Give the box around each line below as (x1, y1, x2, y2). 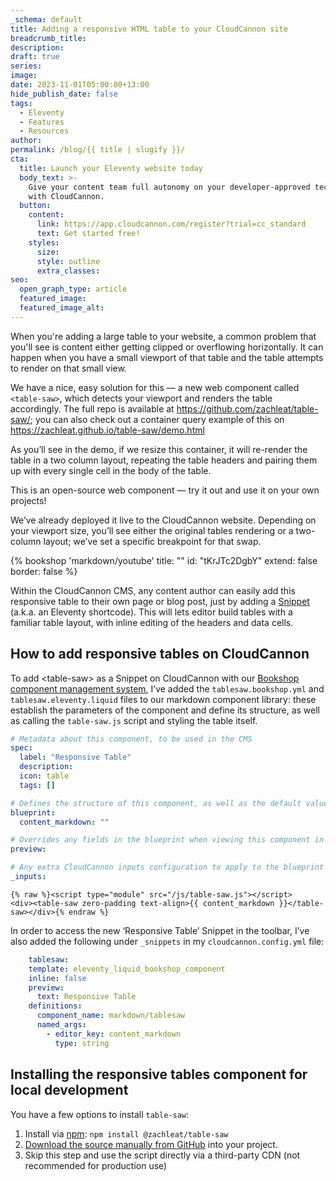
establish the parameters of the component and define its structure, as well (10, 704, 320, 716)
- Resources (19, 126, 70, 136)
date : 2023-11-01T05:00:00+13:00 (10, 80, 150, 90)
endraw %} (68, 907, 110, 917)
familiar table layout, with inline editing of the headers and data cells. (10, 616, 294, 628)
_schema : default (10, 14, 83, 25)
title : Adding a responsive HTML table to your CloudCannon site (10, 24, 288, 34)
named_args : (36, 1020, 87, 1030)
